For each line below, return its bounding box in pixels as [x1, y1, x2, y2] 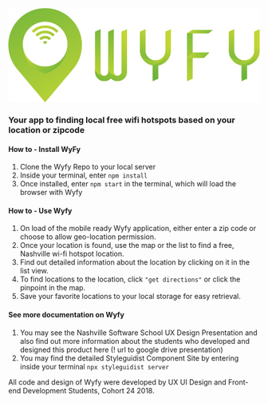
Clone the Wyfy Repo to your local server [19, 162, 156, 172]
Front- [228, 377, 249, 387]
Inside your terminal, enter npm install [19, 170, 148, 180]
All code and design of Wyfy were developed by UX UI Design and [8, 377, 227, 387]
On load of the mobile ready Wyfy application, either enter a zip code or [19, 224, 257, 233]
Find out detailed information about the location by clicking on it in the [19, 257, 250, 267]
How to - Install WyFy [8, 144, 81, 154]
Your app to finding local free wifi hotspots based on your [8, 114, 235, 126]
